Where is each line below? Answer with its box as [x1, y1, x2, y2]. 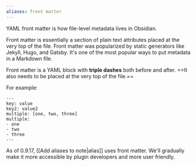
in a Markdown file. [6, 55, 53, 62]
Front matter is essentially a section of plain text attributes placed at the [6, 36, 180, 43]
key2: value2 [6, 105, 38, 112]
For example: [6, 84, 38, 91]
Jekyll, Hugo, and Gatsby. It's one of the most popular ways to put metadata [6, 48, 191, 56]
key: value [6, 101, 33, 107]
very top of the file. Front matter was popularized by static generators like [6, 42, 185, 49]
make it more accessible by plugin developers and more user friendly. [6, 153, 175, 160]
